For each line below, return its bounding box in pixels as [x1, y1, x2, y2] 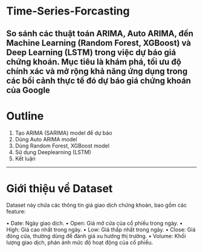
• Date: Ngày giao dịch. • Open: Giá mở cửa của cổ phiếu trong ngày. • [6, 219, 183, 227]
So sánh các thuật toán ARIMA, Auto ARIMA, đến [6, 28, 194, 39]
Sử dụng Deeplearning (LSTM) [14, 148, 92, 155]
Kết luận [14, 155, 36, 162]
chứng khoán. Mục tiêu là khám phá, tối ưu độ [6, 56, 181, 67]
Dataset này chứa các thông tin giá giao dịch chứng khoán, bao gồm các [6, 201, 187, 209]
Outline [6, 109, 44, 123]
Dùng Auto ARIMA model [14, 135, 77, 143]
